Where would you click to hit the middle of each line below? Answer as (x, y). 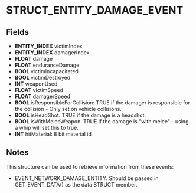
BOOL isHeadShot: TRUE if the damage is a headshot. (80, 115)
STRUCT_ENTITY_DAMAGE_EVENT (95, 10)
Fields (18, 32)
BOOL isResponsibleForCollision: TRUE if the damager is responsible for (102, 103)
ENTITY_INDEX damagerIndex (52, 53)
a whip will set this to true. (46, 128)
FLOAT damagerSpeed (43, 96)
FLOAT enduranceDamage (47, 65)
